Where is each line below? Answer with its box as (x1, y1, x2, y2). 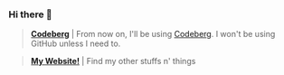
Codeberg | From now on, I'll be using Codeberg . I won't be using (30, 29, 276, 40)
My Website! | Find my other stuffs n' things (30, 56, 196, 67)
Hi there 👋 (8, 8, 53, 21)
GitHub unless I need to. (30, 38, 121, 49)
